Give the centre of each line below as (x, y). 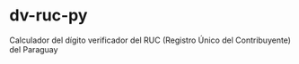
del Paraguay (34, 49)
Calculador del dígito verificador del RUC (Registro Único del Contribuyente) (150, 40)
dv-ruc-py (48, 16)
